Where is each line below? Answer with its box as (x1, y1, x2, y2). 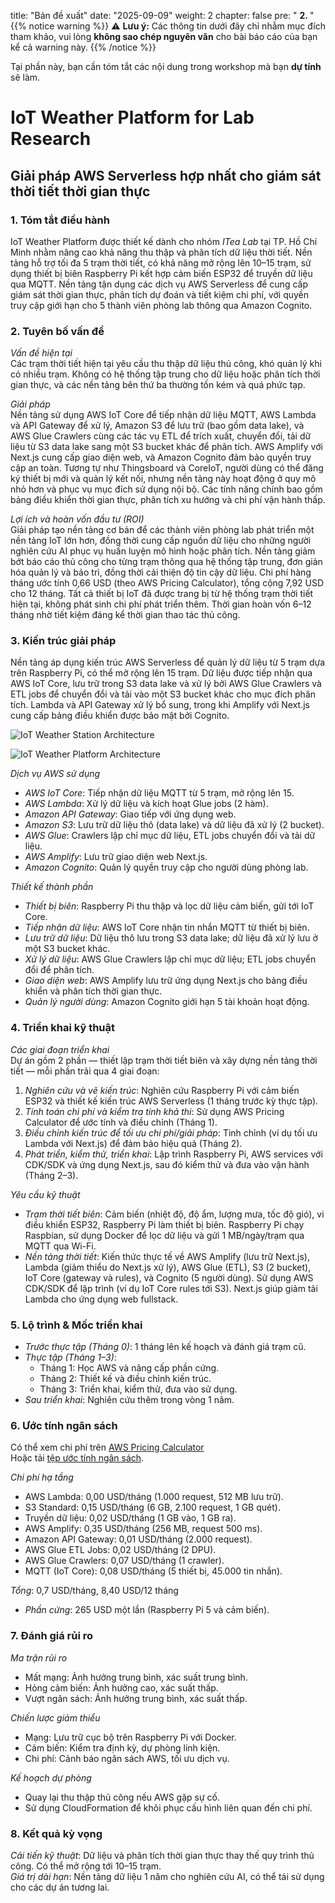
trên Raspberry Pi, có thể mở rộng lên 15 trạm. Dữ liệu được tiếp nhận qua (10, 667, 313, 679)
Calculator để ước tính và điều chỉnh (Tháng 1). (24, 1116, 218, 1128)
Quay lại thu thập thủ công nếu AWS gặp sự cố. (24, 1791, 221, 1803)
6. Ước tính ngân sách (10, 1418, 118, 1432)
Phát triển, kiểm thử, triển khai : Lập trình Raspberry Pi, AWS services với (24, 1148, 323, 1160)
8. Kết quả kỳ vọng (10, 1826, 103, 1840)
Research (10, 128, 92, 150)
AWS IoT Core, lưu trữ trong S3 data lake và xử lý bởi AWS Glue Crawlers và (10, 678, 322, 690)
